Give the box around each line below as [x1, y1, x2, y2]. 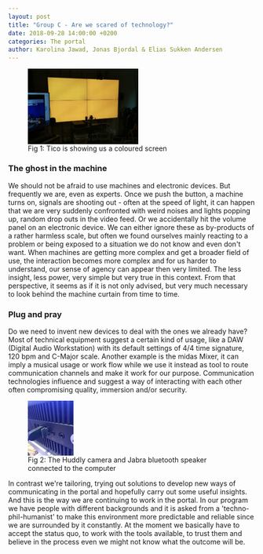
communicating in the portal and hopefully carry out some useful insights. [8, 487, 247, 497]
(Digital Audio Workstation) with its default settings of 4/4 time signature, [8, 344, 245, 353]
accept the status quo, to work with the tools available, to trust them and [8, 529, 243, 538]
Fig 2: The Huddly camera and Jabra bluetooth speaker [27, 455, 207, 465]
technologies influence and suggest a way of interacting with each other [8, 377, 243, 386]
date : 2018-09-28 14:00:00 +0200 [8, 29, 118, 37]
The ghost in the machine [8, 163, 108, 174]
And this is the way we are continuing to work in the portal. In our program [8, 495, 249, 505]
